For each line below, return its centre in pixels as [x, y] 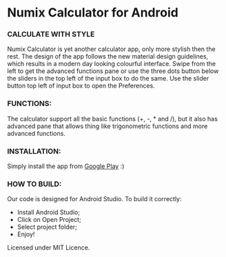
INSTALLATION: [34, 151]
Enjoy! [26, 234]
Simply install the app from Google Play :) [66, 166]
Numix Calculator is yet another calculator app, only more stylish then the [111, 49]
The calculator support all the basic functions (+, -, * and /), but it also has [113, 119]
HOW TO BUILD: [34, 184]
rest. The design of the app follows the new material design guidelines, [108, 56]
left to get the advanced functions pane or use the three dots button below [113, 71]
